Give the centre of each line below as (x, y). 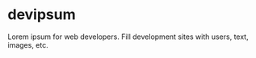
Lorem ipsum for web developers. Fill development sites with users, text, (128, 37)
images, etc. (28, 44)
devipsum (42, 15)
